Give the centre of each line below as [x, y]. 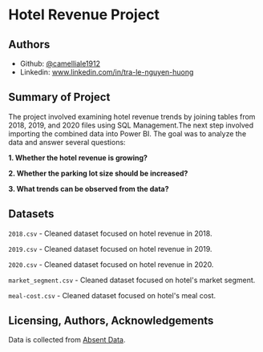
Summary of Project [59, 97]
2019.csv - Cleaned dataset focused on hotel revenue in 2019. [110, 249]
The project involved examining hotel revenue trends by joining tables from [132, 116]
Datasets [31, 214]
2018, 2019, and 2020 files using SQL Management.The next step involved [131, 125]
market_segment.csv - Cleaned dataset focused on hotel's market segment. [132, 280]
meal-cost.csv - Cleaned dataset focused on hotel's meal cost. [112, 295]
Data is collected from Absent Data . [67, 340]
